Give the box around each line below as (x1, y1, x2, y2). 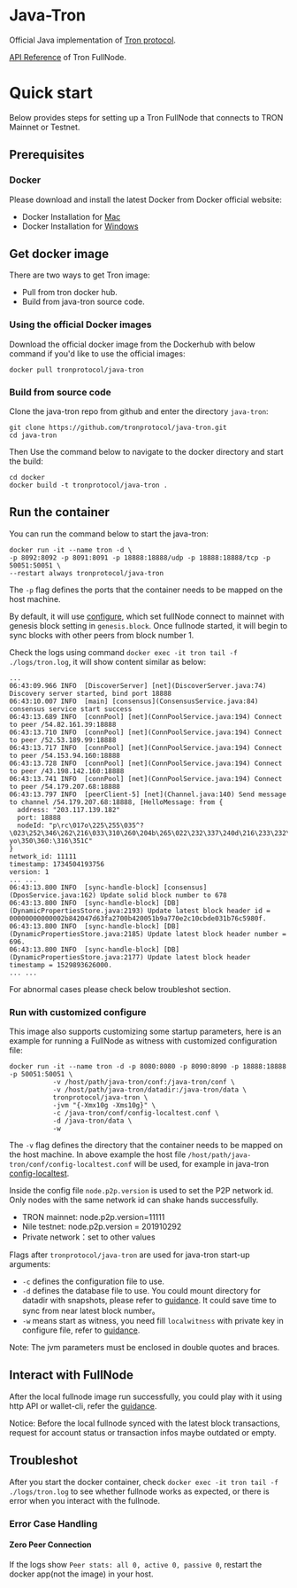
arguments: (9, 1259, 51, 1270)
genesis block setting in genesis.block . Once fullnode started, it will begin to (9, 620, 288, 630)
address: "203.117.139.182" (17, 805, 121, 814)
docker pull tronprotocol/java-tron (9, 365, 144, 374)
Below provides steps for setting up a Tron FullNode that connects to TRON (9, 112, 284, 122)
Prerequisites (9, 147, 85, 162)
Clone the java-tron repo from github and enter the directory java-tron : (9, 405, 269, 417)
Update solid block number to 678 (100, 890, 227, 900)
